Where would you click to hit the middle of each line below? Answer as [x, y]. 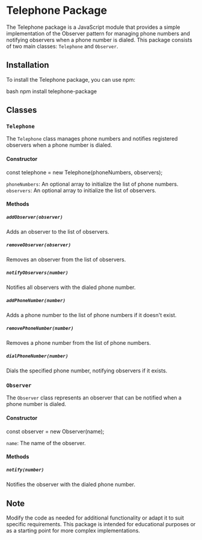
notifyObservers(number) [37, 273]
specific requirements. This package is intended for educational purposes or [101, 524]
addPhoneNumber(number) [36, 300]
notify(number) [25, 470]
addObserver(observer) [35, 217]
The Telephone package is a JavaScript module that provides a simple [93, 27]
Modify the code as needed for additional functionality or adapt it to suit [95, 518]
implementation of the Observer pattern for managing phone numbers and [98, 33]
